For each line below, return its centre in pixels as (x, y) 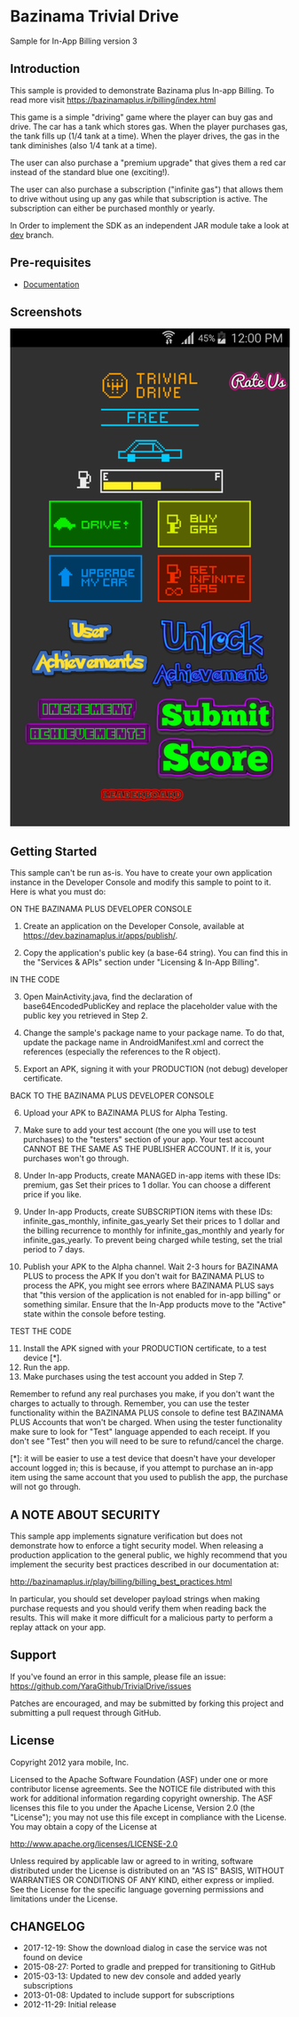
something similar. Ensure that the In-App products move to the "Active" (154, 1305)
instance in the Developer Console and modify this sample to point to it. (141, 883)
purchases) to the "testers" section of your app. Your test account (144, 1140)
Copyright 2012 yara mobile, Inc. (70, 1762)
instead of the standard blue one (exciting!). (90, 172)
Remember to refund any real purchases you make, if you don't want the (142, 1394)
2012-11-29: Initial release (70, 2005)
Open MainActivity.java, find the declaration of (108, 996)
